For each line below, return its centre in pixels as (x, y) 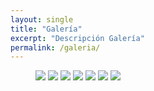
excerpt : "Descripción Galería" (77, 38)
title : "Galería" (46, 29)
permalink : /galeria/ (55, 47)
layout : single (42, 19)
